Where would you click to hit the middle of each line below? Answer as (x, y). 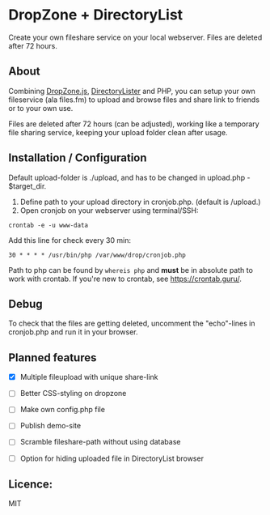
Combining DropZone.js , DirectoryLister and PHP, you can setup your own (132, 91)
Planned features (53, 358)
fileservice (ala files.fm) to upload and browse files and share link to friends (134, 100)
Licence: (31, 484)
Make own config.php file (62, 410)
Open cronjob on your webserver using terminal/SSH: (110, 210)
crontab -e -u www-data (49, 225)
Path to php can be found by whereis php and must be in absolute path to (131, 270)
